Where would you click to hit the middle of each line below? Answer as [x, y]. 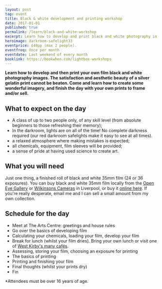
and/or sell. [17, 93]
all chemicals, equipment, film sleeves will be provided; [67, 146]
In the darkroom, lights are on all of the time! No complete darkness [79, 131]
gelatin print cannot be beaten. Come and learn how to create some [74, 83]
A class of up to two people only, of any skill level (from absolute [77, 120]
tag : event [16, 14]
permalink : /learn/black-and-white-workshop [51, 32]
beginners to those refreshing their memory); [57, 125]
